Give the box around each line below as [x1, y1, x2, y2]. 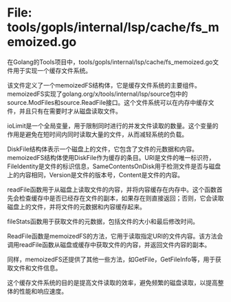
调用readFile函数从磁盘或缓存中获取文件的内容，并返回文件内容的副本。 [7, 240, 211, 249]
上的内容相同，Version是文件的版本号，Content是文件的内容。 [7, 170, 184, 179]
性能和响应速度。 [19, 287, 67, 295]
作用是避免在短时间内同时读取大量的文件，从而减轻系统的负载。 [7, 130, 188, 139]
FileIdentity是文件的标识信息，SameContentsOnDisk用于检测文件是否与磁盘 [7, 162, 221, 170]
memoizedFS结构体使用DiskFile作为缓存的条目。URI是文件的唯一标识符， [7, 153, 215, 161]
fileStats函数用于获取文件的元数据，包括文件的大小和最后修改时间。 [7, 217, 199, 225]
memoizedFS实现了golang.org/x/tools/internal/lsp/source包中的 [7, 90, 188, 98]
